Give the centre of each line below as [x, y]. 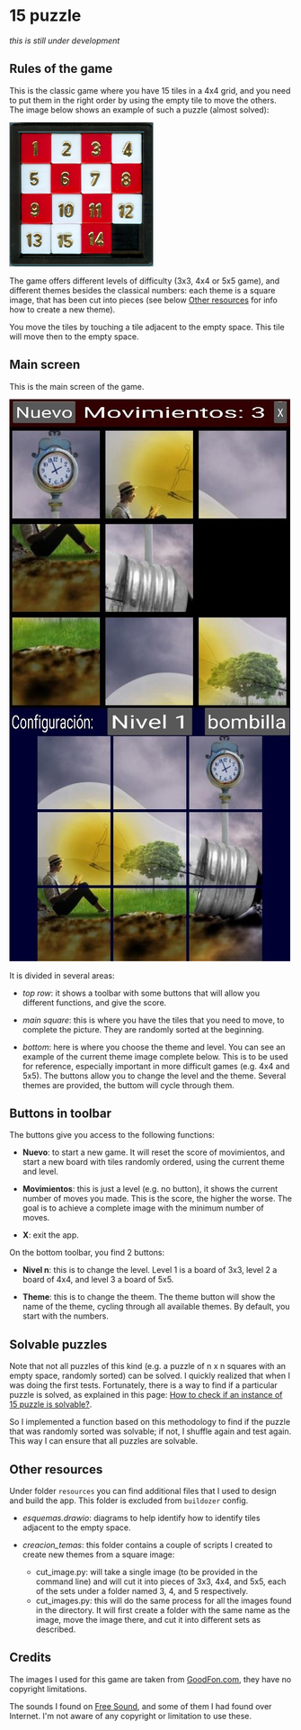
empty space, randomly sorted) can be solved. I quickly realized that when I [150, 1376]
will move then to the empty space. [74, 336]
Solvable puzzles [58, 1344]
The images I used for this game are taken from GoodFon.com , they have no [150, 1679]
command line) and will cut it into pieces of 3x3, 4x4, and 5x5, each [161, 1581]
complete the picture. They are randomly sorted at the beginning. [143, 1029]
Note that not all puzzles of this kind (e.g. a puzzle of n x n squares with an [147, 1366]
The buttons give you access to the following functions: [112, 1135]
